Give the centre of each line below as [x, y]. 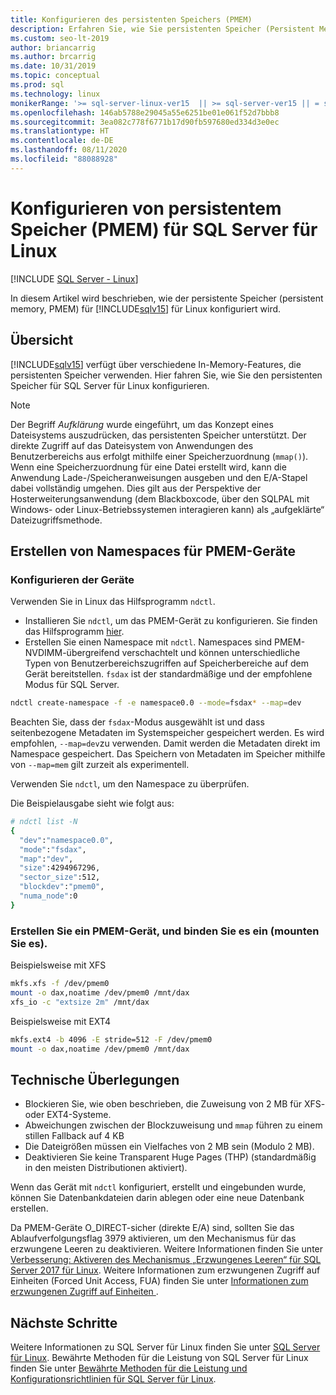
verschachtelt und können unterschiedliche [211, 653]
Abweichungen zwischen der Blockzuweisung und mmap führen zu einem [173, 1125]
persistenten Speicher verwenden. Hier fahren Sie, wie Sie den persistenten [166, 375]
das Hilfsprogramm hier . [74, 632]
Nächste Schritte [64, 1322]
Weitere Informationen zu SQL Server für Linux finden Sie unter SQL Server [165, 1347]
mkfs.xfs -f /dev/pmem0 [60, 984]
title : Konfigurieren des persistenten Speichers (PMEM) [131, 19]
